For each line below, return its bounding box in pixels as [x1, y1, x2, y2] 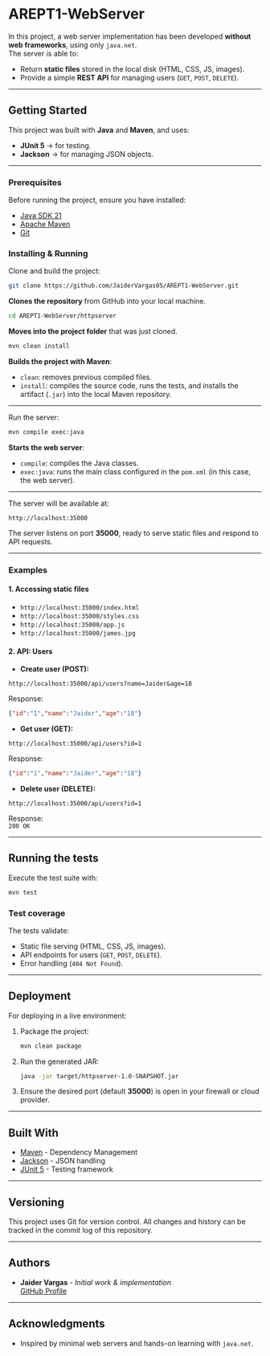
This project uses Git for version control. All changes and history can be [8, 1217, 247, 1226]
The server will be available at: [8, 498, 110, 508]
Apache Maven [19, 219, 71, 229]
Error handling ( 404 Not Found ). [19, 958, 124, 968]
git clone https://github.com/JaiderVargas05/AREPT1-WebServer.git [8, 282, 239, 290]
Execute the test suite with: [8, 873, 98, 883]
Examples [8, 564, 48, 576]
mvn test [8, 888, 38, 896]
